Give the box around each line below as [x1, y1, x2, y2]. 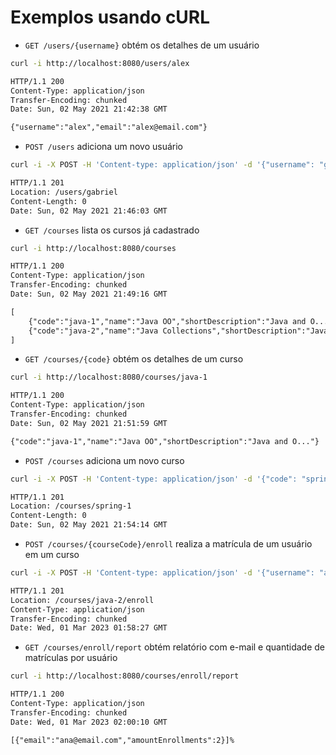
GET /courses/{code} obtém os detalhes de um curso [24, 353, 244, 365]
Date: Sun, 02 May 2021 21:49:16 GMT [10, 289, 168, 300]
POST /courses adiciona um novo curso [24, 454, 185, 466]
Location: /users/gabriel [10, 187, 118, 197]
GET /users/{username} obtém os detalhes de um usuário [24, 39, 260, 51]
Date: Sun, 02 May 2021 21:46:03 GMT [10, 206, 168, 216]
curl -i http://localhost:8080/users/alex [10, 58, 190, 68]
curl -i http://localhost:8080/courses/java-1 [10, 372, 208, 383]
